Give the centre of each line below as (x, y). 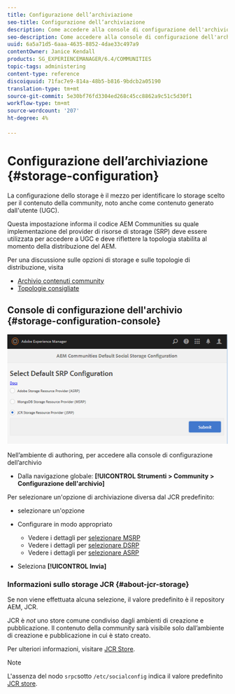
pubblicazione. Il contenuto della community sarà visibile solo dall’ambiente (116, 628)
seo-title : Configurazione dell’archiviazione (76, 22)
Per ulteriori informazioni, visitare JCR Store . (71, 649)
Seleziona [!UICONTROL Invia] (62, 566)
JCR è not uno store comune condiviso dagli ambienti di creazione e (106, 620)
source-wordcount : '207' (43, 111)
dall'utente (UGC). (33, 210)
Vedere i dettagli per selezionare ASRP (84, 553)
